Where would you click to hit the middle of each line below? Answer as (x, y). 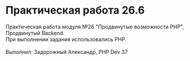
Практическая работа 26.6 (75, 10)
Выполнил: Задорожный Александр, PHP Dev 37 (67, 52)
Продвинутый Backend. (35, 33)
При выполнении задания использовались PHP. (66, 39)
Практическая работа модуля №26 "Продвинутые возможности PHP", (95, 27)
